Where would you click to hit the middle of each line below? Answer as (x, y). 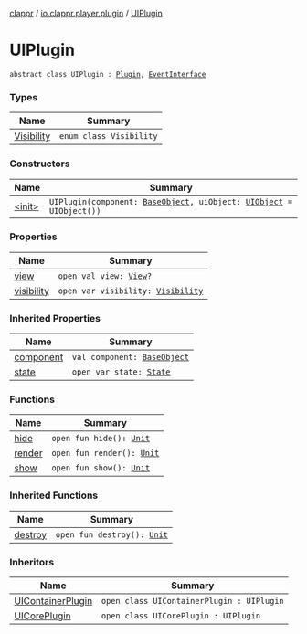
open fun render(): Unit (106, 453)
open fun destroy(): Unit (112, 534)
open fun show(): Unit (101, 468)
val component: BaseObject (131, 357)
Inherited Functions (54, 495)
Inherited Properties (55, 318)
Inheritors (32, 562)
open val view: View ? (105, 276)
